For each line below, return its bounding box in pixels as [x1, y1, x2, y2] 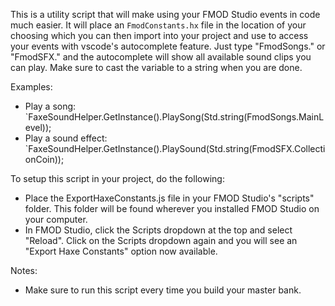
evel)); [24, 122, 52, 133]
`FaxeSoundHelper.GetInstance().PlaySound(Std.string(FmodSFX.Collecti [24, 143, 326, 154]
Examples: [10, 81, 53, 93]
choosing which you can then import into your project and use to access [10, 30, 309, 41]
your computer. [24, 214, 88, 225]
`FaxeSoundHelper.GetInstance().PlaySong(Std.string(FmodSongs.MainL [24, 111, 325, 123]
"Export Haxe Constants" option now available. [24, 245, 218, 257]
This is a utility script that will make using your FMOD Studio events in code [10, 9, 321, 20]
